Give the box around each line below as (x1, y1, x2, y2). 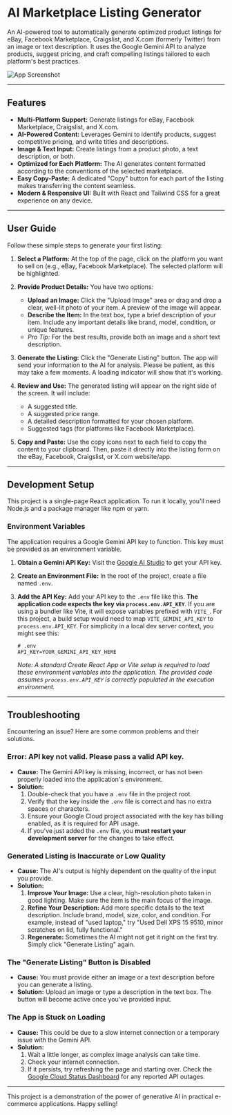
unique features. (27, 325, 75, 333)
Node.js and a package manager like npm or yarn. (7, 505, 150, 513)
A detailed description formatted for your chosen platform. (27, 417, 194, 425)
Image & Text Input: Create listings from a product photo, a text (17, 144, 198, 153)
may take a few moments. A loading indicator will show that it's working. (17, 368, 223, 376)
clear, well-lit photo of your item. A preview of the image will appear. (27, 303, 222, 312)
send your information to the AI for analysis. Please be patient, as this (17, 361, 215, 369)
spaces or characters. (27, 804, 90, 813)
